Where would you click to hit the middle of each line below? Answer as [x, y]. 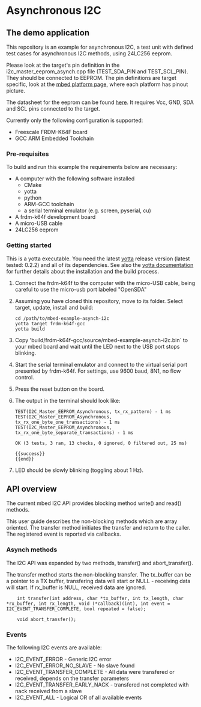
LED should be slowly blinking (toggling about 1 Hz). [79, 470]
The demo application [48, 33]
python [33, 198]
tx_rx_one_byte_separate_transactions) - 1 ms [74, 433]
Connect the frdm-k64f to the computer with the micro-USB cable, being [105, 283]
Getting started [29, 245]
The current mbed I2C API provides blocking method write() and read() [94, 503]
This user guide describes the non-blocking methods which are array [92, 521]
